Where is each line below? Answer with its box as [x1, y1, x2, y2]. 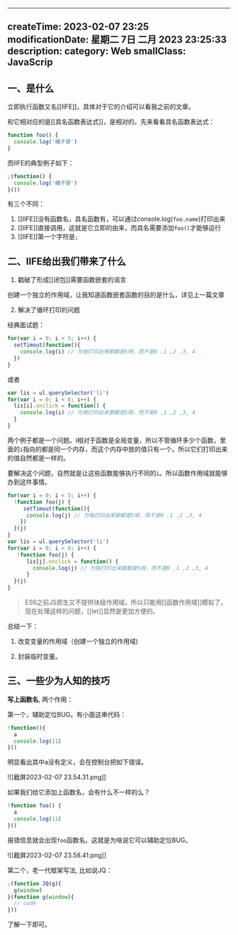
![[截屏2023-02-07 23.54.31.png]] [7, 773, 106, 782]
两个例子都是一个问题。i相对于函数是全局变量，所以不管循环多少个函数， [7, 436, 220, 444]
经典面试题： [7, 321, 45, 329]
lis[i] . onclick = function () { [13, 403, 106, 410]
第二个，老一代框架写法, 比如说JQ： [7, 865, 113, 874]
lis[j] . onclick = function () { [25, 558, 119, 565]
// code [13, 900, 37, 907]
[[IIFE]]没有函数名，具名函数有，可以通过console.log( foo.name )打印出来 [17, 214, 226, 224]
